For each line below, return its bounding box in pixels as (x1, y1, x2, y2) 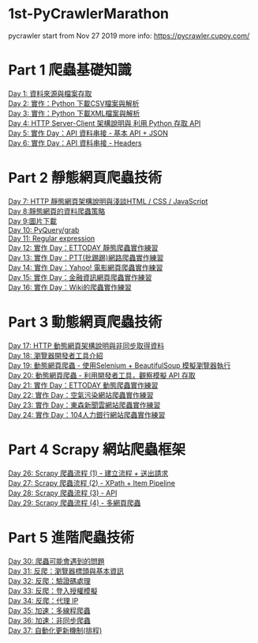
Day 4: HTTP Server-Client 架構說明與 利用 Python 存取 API (8, 118, 201, 127)
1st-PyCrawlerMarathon (8, 5, 170, 23)
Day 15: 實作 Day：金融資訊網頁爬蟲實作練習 (8, 272, 152, 282)
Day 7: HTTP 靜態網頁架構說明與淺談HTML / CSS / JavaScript (8, 196, 208, 206)
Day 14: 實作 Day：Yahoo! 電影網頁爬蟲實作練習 (8, 263, 163, 272)
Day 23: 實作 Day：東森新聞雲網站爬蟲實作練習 (8, 400, 161, 410)
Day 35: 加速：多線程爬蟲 (8, 606, 91, 615)
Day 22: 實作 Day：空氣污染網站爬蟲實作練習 (8, 390, 154, 399)
